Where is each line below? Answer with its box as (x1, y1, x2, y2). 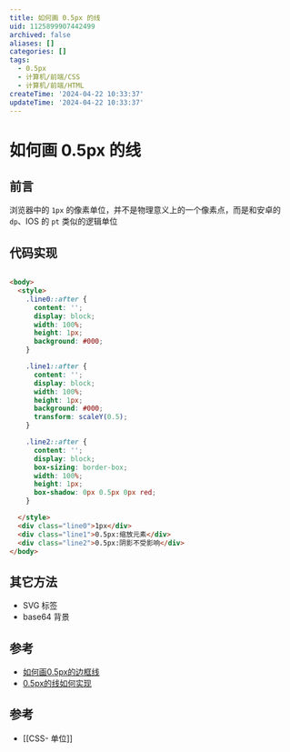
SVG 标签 (22, 600, 58, 611)
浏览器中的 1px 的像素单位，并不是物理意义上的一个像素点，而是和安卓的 (9, 205, 282, 216)
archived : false (9, 30, 71, 39)
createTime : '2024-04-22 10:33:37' (9, 89, 145, 98)
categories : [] (9, 47, 67, 56)
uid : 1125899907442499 (9, 22, 95, 31)
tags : (9, 55, 30, 65)
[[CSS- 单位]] (22, 733, 73, 744)
